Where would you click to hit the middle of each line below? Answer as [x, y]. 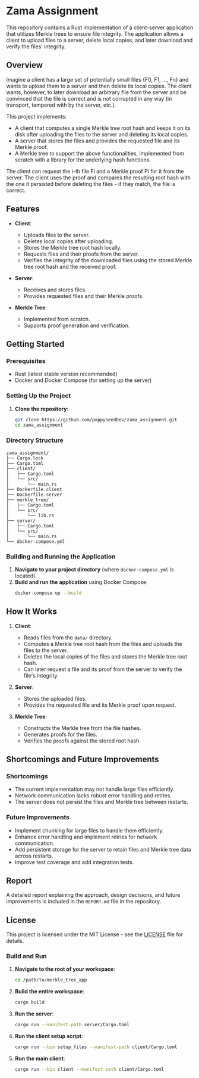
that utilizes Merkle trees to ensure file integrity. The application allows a [95, 33]
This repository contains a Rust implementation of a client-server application [100, 27]
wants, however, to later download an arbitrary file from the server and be [97, 92]
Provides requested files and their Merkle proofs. [83, 296]
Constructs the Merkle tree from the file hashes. [82, 728]
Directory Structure [35, 440]
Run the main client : [40, 1058]
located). [26, 576]
